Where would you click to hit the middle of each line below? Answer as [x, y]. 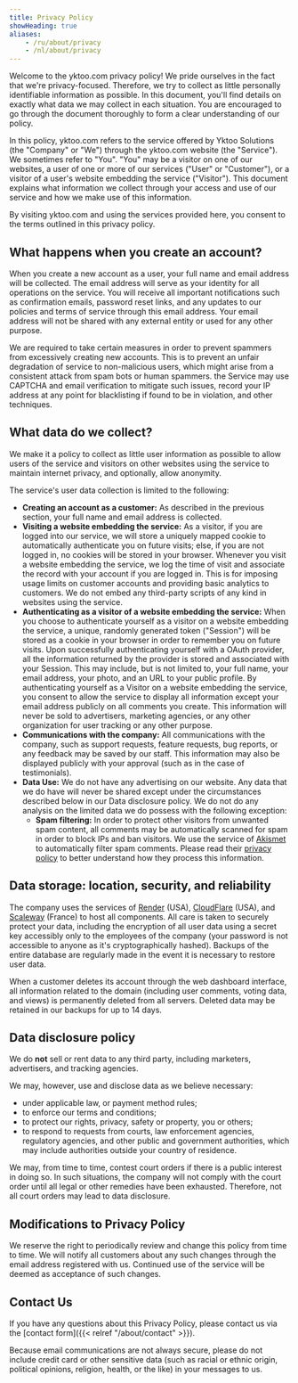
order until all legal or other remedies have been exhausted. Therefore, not [145, 1187]
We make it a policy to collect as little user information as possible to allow [145, 454]
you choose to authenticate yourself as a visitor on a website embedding [155, 621]
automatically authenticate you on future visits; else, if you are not [143, 545]
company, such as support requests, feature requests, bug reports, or [150, 744]
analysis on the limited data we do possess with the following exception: [154, 810]
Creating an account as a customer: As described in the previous [143, 507]
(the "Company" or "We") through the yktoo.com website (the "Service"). [144, 150]
